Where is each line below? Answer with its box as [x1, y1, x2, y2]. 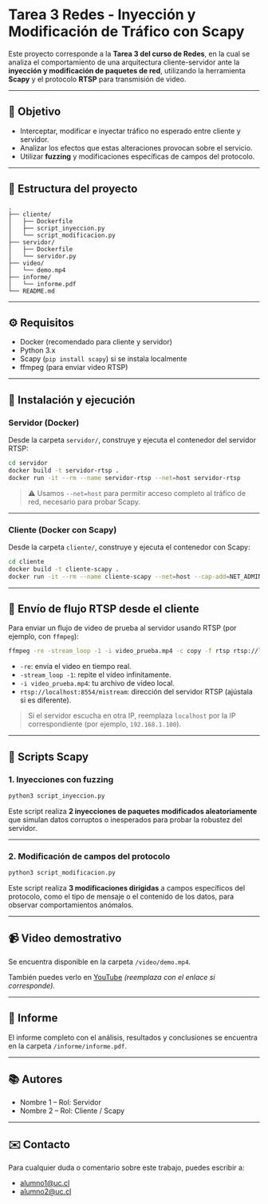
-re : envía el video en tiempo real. [19, 662, 132, 671]
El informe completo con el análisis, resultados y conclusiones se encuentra [8, 1033, 258, 1042]
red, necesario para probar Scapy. [27, 497, 141, 506]
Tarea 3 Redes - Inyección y [8, 6, 196, 24]
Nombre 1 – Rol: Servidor [19, 1098, 101, 1108]
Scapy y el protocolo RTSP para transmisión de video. [8, 74, 187, 84]
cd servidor [8, 459, 48, 467]
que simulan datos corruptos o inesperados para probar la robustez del [8, 815, 242, 824]
